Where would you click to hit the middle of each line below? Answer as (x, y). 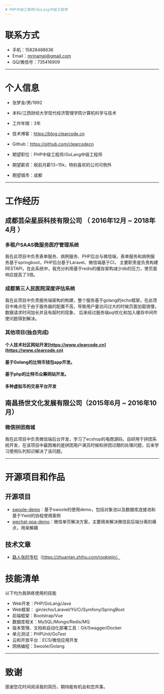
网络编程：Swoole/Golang (38, 646)
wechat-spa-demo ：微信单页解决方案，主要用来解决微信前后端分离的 (82, 521)
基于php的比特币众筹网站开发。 (37, 374)
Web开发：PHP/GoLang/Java (41, 604)
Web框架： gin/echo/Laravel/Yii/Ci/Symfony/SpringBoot (68, 610)
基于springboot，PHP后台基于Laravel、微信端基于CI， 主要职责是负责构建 (84, 263)
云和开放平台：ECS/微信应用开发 (45, 640)
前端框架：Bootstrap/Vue (38, 616)
